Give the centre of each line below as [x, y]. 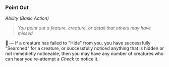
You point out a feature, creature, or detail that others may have [84, 28]
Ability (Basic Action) [27, 18]
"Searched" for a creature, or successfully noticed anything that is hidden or [85, 48]
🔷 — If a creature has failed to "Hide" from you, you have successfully [78, 43]
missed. [26, 33]
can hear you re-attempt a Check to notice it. [52, 59]
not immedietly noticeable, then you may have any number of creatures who [84, 53]
